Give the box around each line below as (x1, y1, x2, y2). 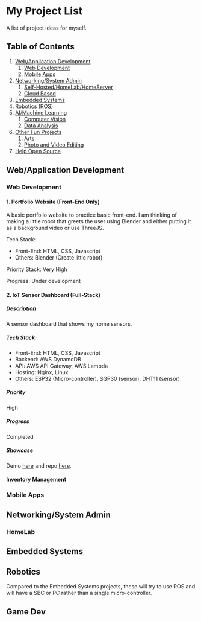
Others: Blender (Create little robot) (14, 254, 103, 261)
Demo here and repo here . (6, 462, 72, 469)
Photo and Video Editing (23, 141, 84, 148)
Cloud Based (23, 89, 56, 97)
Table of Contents (6, 42, 75, 52)
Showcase (6, 447, 34, 454)
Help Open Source (14, 147, 61, 154)
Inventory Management (6, 476, 67, 483)
